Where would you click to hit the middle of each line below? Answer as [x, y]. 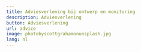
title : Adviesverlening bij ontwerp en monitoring [71, 12]
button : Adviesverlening [37, 23]
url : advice [21, 28]
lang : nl [17, 39]
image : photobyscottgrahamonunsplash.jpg [59, 34]
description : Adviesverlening [44, 17]
